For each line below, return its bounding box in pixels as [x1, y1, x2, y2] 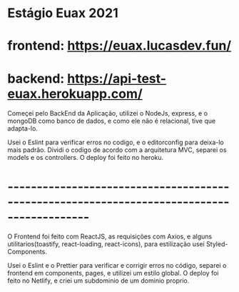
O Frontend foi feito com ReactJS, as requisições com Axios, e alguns [7, 232, 213, 241]
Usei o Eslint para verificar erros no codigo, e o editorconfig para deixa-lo [7, 138, 224, 147]
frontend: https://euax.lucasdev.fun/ [7, 38, 232, 54]
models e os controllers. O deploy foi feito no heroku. [7, 153, 164, 162]
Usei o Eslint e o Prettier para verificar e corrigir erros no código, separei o [7, 261, 227, 270]
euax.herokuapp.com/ [7, 86, 143, 101]
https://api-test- [67, 70, 166, 86]
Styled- [205, 240, 228, 248]
